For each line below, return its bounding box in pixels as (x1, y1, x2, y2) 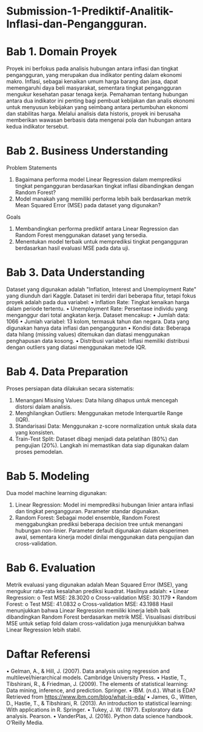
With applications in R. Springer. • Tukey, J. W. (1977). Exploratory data (6, 706, 183, 713)
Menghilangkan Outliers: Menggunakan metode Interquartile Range (15, 409, 183, 416)
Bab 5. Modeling (6, 470, 90, 483)
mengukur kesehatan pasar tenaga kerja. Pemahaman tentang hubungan (6, 91, 188, 98)
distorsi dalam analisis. (15, 403, 72, 410)
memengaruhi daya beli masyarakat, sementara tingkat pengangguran (6, 84, 182, 91)
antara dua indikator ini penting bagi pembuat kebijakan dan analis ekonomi (6, 97, 195, 104)
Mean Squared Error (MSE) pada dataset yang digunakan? (15, 202, 161, 209)
